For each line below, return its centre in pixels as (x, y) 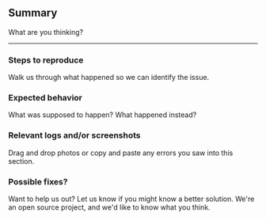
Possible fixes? (38, 181)
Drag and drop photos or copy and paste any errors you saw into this (121, 153)
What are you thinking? (46, 32)
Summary (33, 13)
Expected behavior (46, 98)
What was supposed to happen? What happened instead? (103, 115)
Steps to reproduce (46, 60)
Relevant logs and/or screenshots (74, 135)
